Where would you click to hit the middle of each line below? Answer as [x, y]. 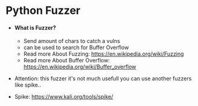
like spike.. [28, 85]
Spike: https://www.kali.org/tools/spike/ [64, 97]
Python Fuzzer [43, 11]
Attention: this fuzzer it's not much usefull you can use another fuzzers [103, 79]
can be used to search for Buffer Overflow [76, 48]
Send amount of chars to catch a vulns [72, 41]
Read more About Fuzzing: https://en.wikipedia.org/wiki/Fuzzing [104, 54]
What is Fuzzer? [35, 27]
